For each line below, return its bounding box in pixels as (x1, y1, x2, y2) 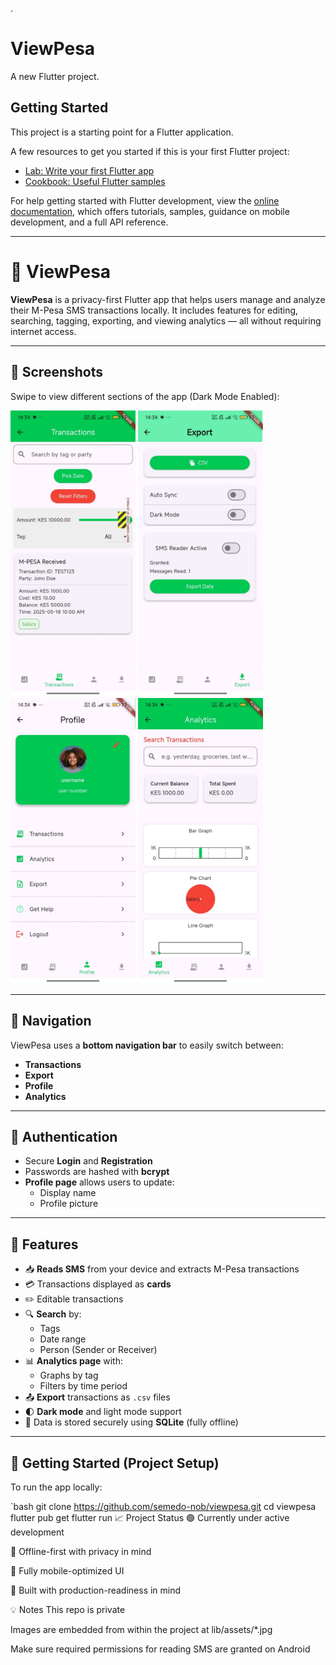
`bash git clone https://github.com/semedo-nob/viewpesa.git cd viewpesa (10, 1501, 317, 1513)
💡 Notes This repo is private (10, 1604, 126, 1616)
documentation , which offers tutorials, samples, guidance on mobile (10, 205, 290, 217)
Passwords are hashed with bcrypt (24, 1166, 170, 1178)
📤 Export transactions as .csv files (24, 1391, 171, 1403)
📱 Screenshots (10, 364, 104, 381)
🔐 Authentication (10, 1128, 118, 1145)
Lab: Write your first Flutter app (24, 164, 155, 177)
